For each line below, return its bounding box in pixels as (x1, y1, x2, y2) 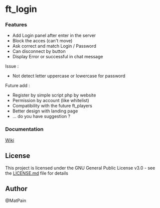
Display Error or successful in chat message (12, 54, 103, 60)
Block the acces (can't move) (12, 38, 73, 44)
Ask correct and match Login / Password (12, 43, 96, 49)
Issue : (5, 63, 19, 69)
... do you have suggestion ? (12, 113, 71, 119)
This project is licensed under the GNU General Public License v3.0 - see (5, 165, 156, 171)
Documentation (5, 126, 44, 133)
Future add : (5, 83, 30, 89)
